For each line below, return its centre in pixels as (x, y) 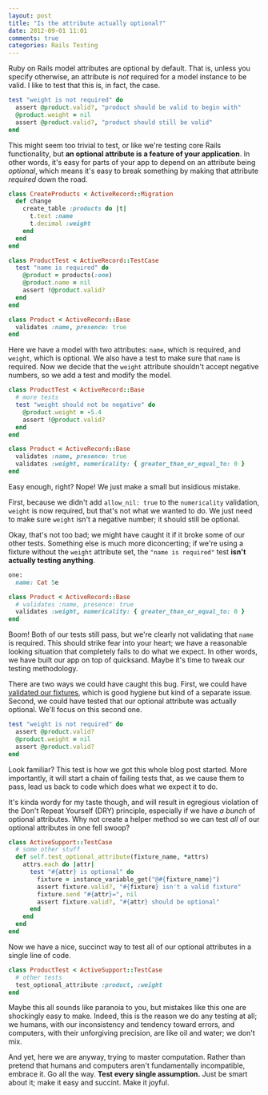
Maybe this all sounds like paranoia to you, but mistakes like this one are (127, 1008)
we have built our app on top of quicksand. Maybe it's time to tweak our (127, 660)
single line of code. (40, 955)
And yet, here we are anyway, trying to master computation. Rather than (127, 1057)
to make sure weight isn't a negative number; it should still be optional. (124, 519)
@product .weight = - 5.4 (62, 412)
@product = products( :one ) (68, 276)
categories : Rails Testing (53, 46)
